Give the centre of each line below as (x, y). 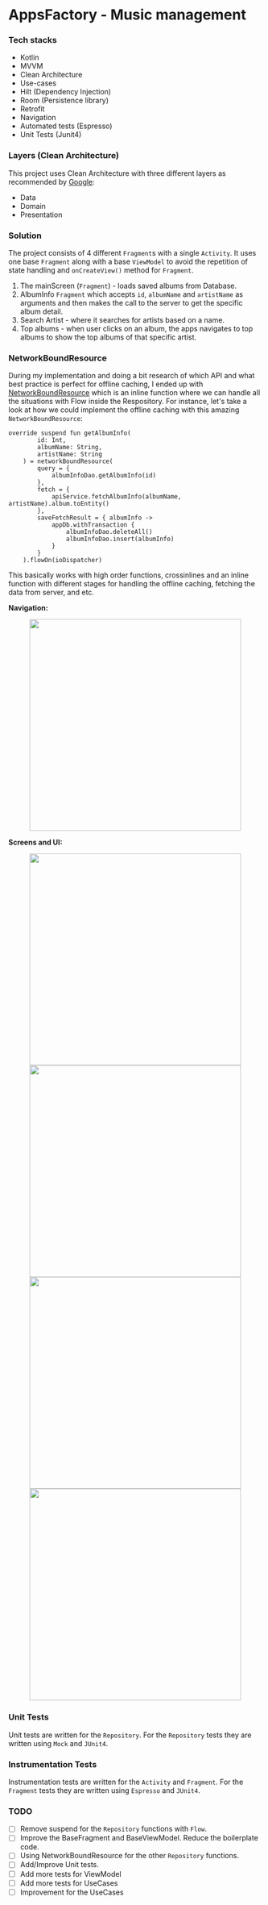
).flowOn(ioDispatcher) (63, 561)
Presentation (41, 215)
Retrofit (32, 109)
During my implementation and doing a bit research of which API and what (132, 376)
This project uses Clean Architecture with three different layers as (118, 173)
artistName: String (70, 454)
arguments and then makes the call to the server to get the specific (131, 303)
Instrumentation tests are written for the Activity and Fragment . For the (126, 1782)
